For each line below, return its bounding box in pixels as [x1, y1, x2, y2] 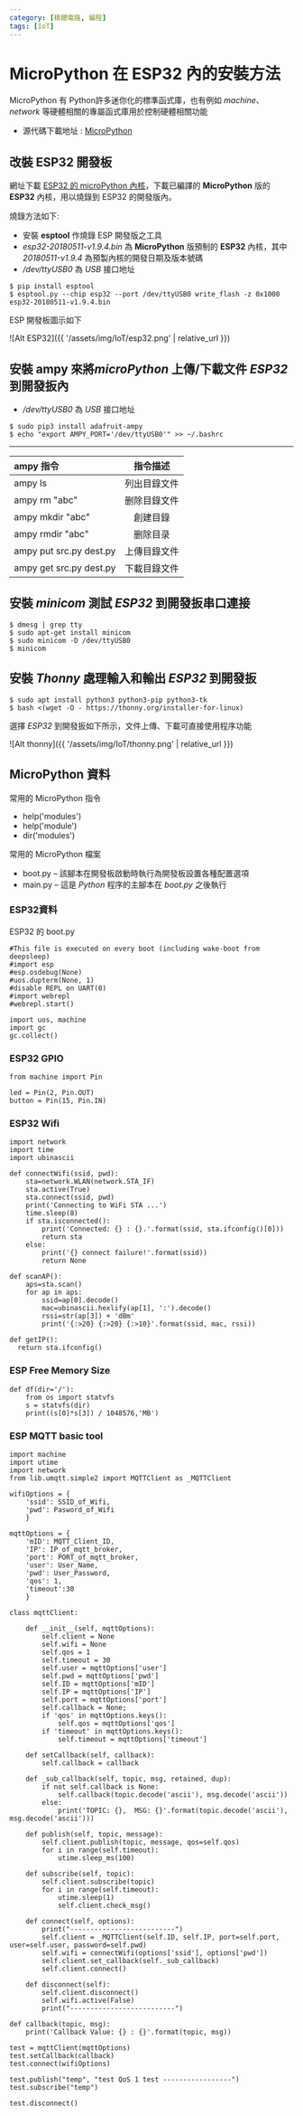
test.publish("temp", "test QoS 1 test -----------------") [9, 2074, 241, 2084]
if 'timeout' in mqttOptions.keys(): [41, 1726, 183, 1736]
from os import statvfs [25, 1393, 115, 1402]
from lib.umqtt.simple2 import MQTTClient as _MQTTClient [9, 1473, 232, 1483]
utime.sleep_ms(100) [57, 1853, 135, 1863]
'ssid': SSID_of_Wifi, [25, 1497, 111, 1507]
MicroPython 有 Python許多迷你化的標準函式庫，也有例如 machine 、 [9, 95, 264, 106]
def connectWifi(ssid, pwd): [9, 1169, 119, 1178]
